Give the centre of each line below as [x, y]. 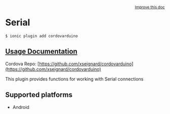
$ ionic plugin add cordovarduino [42, 36]
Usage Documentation [41, 51]
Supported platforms [39, 95]
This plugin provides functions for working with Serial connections [74, 79]
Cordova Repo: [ [22, 64]
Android [21, 107]
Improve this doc [150, 7]
